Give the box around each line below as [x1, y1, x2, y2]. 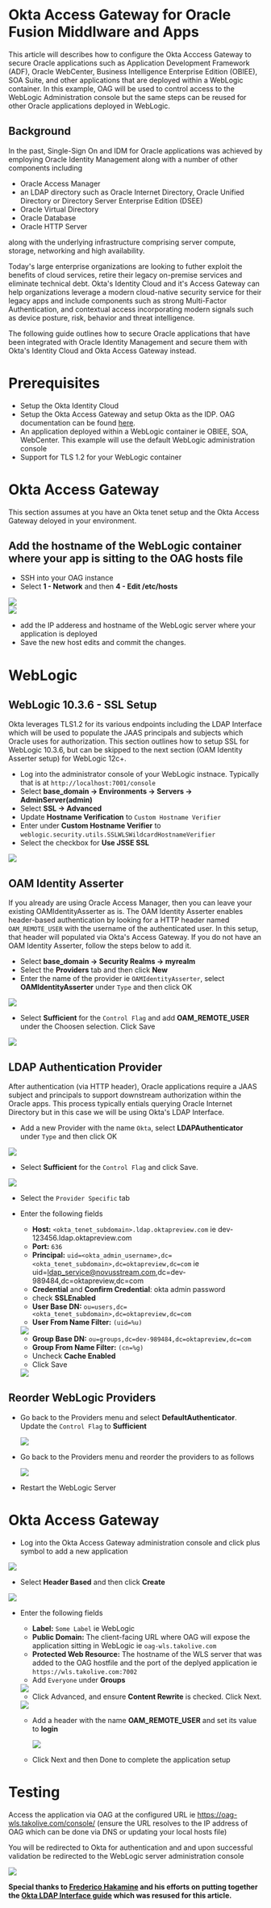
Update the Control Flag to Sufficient [19, 1421, 147, 1431]
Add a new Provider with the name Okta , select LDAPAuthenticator [19, 1123, 244, 1133]
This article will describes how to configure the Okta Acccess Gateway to [8, 49, 252, 59]
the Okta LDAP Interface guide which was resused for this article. [8, 1890, 232, 1900]
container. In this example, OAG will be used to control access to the [8, 83, 236, 94]
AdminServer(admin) [19, 795, 93, 805]
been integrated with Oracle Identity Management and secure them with [8, 337, 248, 346]
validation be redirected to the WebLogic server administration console [8, 1851, 244, 1860]
